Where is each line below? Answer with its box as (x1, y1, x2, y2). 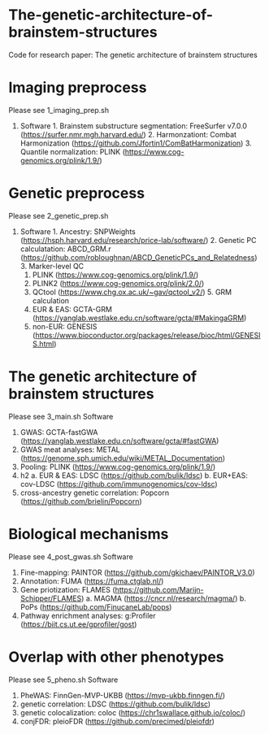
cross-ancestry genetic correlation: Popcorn (20, 488, 170, 497)
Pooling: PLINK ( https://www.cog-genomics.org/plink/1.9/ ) (20, 462, 216, 471)
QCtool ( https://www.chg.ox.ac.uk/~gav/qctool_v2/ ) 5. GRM (32, 287, 232, 297)
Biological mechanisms (8, 524, 169, 543)
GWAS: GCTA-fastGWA (20, 427, 98, 436)
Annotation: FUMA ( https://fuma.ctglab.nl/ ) (20, 575, 164, 586)
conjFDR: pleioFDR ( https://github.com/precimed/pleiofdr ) (20, 716, 215, 726)
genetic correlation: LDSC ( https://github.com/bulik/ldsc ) (20, 699, 211, 709)
